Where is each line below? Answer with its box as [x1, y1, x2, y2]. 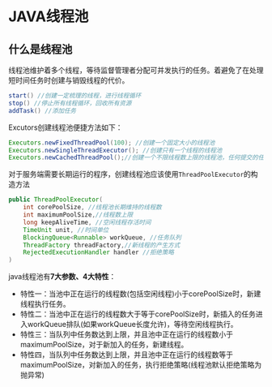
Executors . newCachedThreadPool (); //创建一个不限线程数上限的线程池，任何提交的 [8, 153, 259, 162]
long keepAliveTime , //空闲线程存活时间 [23, 218, 151, 226]
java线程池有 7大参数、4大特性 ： [8, 272, 117, 282]
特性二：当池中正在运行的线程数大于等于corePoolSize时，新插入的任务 [19, 309, 257, 319]
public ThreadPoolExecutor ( [8, 196, 104, 204]
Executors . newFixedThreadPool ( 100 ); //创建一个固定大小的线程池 [8, 139, 215, 147]
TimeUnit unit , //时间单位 [23, 226, 109, 234]
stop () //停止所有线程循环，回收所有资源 [8, 99, 132, 107]
